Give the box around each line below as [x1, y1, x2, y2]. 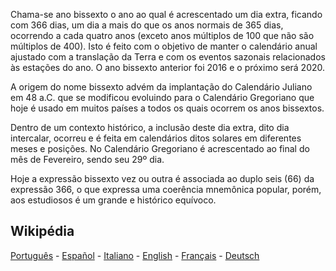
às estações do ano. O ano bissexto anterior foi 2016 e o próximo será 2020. [10, 62, 326, 73]
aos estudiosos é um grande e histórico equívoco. [10, 194, 217, 206]
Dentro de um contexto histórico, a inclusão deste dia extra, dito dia [10, 122, 290, 133]
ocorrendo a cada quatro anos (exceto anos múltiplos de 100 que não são [10, 30, 315, 41]
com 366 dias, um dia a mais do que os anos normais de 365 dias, [10, 19, 284, 31]
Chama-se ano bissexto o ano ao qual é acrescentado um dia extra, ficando [10, 9, 323, 20]
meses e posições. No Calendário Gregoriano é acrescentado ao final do [10, 143, 310, 154]
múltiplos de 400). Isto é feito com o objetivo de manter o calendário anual [10, 40, 318, 52]
